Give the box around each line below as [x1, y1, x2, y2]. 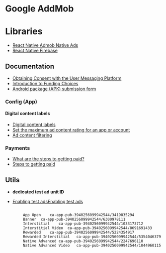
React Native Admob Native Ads [12, 42, 79, 48]
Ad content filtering [12, 132, 52, 138]
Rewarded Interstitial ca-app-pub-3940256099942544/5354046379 [23, 235, 162, 240]
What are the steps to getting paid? [12, 156, 84, 162]
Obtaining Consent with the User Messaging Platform [12, 75, 122, 81]
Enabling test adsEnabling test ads [12, 199, 83, 205]
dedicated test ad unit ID [12, 189, 65, 195]
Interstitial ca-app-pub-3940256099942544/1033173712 [23, 221, 143, 227]
